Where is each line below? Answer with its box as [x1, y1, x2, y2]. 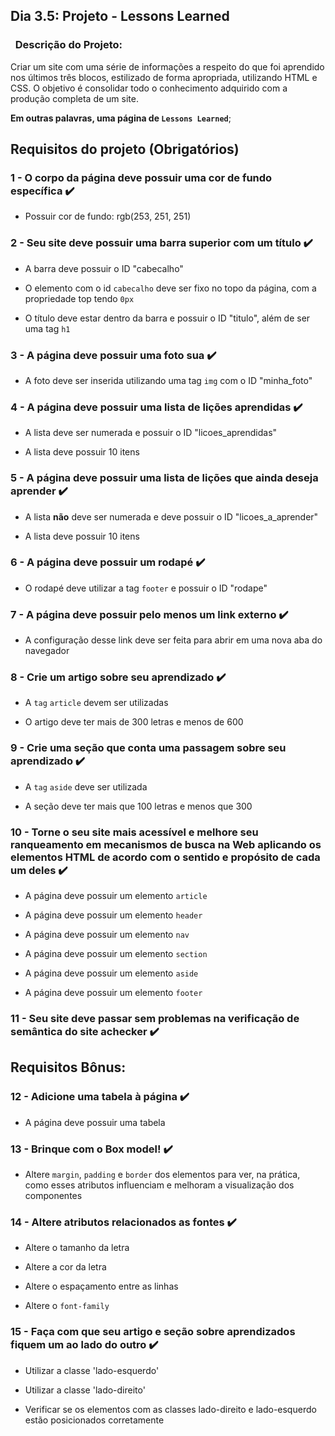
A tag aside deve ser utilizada [24, 780, 148, 793]
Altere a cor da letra [24, 1261, 107, 1273]
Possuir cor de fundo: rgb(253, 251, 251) [24, 210, 192, 223]
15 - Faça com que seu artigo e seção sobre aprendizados [10, 1325, 296, 1339]
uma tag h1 [24, 322, 71, 334]
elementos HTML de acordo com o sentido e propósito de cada [10, 850, 321, 864]
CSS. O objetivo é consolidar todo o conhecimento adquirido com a [10, 82, 288, 94]
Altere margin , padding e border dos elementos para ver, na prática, [24, 1168, 301, 1180]
